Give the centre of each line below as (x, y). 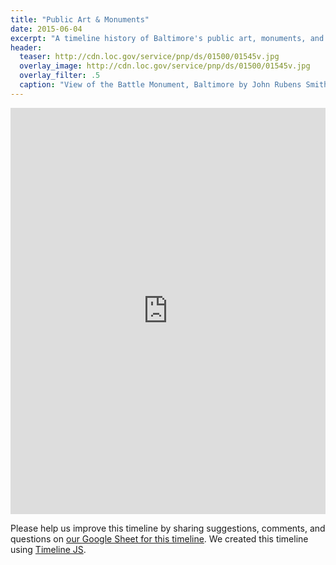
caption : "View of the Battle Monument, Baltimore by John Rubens (160, 85)
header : (26, 47)
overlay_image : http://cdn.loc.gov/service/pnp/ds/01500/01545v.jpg (165, 66)
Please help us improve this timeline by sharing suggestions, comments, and (168, 528)
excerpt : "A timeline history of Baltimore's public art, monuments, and (167, 38)
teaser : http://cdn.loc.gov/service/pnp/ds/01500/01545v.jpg (149, 57)
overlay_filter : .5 (60, 76)
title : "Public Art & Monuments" (80, 19)
